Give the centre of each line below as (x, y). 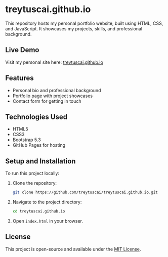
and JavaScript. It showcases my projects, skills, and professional (74, 28)
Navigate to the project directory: (47, 202)
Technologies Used (36, 117)
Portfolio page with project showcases (52, 96)
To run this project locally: (32, 174)
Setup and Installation (40, 161)
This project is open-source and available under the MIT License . (73, 249)
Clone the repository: (35, 183)
